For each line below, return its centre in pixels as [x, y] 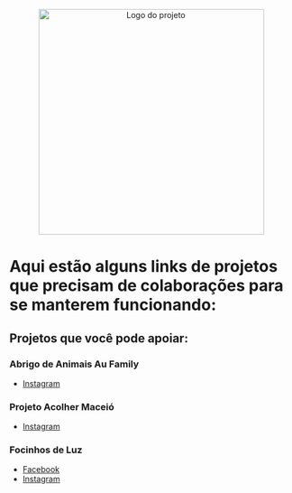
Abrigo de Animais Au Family [74, 364]
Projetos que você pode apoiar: [99, 338]
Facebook [41, 470]
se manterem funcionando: [113, 305]
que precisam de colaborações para [146, 286]
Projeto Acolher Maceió [62, 406]
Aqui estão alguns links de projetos [143, 267]
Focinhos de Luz [46, 450]
